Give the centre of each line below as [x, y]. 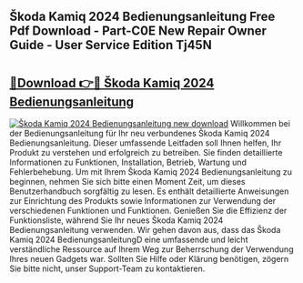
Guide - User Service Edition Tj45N [111, 45]
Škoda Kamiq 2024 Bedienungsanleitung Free [142, 17]
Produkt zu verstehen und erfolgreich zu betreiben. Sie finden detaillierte [146, 152]
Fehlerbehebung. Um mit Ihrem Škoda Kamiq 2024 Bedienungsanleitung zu [151, 172]
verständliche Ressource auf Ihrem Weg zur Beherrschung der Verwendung [151, 249]
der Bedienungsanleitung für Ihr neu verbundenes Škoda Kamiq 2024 [140, 133]
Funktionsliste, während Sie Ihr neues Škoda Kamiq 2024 [116, 220]
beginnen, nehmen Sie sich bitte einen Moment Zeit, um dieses [127, 182]
